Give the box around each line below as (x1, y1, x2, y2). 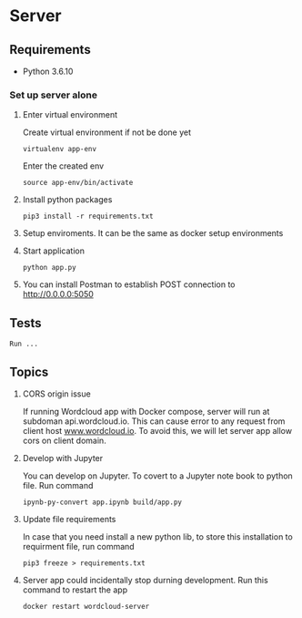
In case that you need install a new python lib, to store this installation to (22, 530, 293, 542)
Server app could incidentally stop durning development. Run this (22, 574, 268, 585)
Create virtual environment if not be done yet (22, 127, 192, 138)
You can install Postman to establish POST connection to (22, 279, 236, 290)
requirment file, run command (22, 541, 135, 551)
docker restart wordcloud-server (22, 602, 150, 611)
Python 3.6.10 (22, 66, 74, 77)
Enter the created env (22, 160, 105, 171)
